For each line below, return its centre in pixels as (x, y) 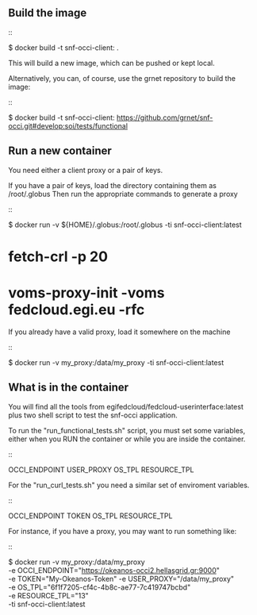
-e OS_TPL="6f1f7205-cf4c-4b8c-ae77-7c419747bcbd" (100, 587)
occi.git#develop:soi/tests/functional (68, 125)
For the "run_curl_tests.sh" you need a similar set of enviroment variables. (129, 485)
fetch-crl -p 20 (58, 256)
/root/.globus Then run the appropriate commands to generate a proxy (123, 194)
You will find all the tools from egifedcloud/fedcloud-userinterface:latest (126, 406)
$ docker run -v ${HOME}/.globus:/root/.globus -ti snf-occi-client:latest (125, 225)
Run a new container (60, 151)
